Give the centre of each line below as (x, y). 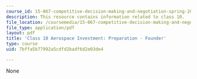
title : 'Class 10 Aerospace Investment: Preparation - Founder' (86, 38)
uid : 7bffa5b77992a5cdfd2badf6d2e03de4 (55, 49)
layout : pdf (21, 33)
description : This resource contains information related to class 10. (95, 17)
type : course (22, 44)
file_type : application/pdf (40, 28)
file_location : (25, 22)
